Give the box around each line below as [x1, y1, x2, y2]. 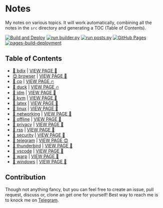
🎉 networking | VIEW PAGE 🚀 [12, 110, 72, 116]
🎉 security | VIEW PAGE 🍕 [12, 132, 65, 138]
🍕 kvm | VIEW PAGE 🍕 [12, 94, 57, 100]
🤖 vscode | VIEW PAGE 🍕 [12, 148, 64, 154]
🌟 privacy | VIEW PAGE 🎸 [12, 121, 64, 127]
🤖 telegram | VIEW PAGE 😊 [12, 137, 68, 143]
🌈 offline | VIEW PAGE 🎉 [12, 116, 61, 122]
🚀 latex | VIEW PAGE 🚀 [12, 100, 58, 106]
